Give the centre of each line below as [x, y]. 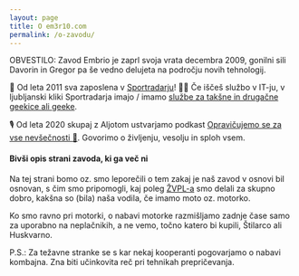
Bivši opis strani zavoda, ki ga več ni [79, 158]
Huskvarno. [31, 234]
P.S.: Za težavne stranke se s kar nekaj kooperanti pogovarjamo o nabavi [145, 252]
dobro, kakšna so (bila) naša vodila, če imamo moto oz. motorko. [130, 198]
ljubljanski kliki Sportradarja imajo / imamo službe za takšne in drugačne [144, 97]
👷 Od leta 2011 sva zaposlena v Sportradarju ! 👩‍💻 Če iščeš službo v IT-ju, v [147, 88]
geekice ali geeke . [43, 107]
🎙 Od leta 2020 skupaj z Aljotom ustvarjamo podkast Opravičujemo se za [146, 125]
